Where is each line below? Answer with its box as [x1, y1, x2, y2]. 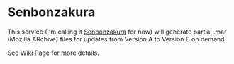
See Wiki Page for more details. [7, 49, 99, 57]
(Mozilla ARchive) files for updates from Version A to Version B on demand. [7, 34, 227, 43]
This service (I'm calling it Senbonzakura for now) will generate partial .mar [7, 27, 227, 36]
